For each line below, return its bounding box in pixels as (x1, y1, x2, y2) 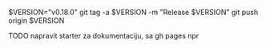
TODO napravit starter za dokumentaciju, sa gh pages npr (8, 31, 199, 40)
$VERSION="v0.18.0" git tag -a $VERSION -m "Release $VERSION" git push (8, 8, 259, 17)
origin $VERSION (8, 16, 65, 25)
